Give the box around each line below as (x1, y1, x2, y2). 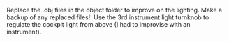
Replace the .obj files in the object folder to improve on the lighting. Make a (6, 6, 223, 14)
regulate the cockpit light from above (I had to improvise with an (6, 21, 191, 28)
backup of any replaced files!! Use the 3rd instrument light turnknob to (6, 13, 209, 21)
